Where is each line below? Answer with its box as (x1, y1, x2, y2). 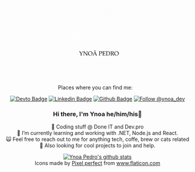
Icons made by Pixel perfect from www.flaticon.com (35, 160, 160, 167)
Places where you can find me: (58, 84, 133, 91)
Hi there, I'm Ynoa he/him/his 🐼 (52, 110, 143, 118)
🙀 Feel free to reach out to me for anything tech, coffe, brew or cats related (5, 136, 190, 143)
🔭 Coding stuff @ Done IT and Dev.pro (51, 123, 144, 130)
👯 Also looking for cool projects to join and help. (39, 142, 156, 149)
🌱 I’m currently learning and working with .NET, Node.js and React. (16, 130, 179, 137)
